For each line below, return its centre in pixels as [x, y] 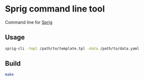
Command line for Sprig [29, 22]
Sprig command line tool [55, 9]
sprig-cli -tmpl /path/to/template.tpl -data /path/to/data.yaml [72, 48]
